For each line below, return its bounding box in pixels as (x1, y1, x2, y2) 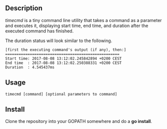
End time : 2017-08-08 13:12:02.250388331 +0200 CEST (5, 60, 122, 65)
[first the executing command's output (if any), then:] (5, 47, 126, 52)
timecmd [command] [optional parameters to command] (5, 91, 117, 96)
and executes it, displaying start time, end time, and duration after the (5, 22, 148, 28)
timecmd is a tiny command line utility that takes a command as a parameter (5, 17, 162, 23)
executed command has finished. (5, 27, 74, 34)
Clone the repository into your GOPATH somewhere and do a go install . (5, 118, 152, 124)
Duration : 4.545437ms (5, 64, 55, 69)
